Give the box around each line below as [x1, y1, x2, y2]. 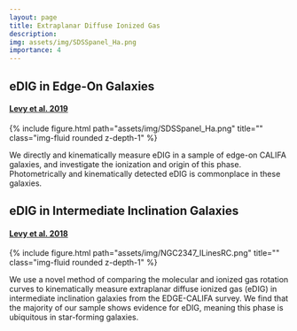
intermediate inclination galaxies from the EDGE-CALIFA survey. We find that [9, 293, 289, 304]
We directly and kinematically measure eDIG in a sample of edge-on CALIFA [9, 150, 286, 160]
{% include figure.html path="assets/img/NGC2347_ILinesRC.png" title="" [9, 248, 280, 258]
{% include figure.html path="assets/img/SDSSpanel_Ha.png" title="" [9, 123, 263, 134]
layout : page [9, 12, 58, 22]
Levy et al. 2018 [9, 227, 68, 239]
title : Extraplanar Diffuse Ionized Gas [9, 21, 161, 30]
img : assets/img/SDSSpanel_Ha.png [9, 37, 137, 47]
